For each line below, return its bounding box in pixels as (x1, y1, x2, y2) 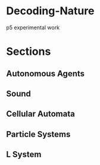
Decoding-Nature (6, 4, 95, 18)
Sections (6, 45, 51, 58)
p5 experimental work (6, 24, 60, 31)
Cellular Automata (6, 109, 76, 119)
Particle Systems (6, 129, 71, 139)
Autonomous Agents (6, 69, 85, 79)
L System (6, 150, 42, 160)
